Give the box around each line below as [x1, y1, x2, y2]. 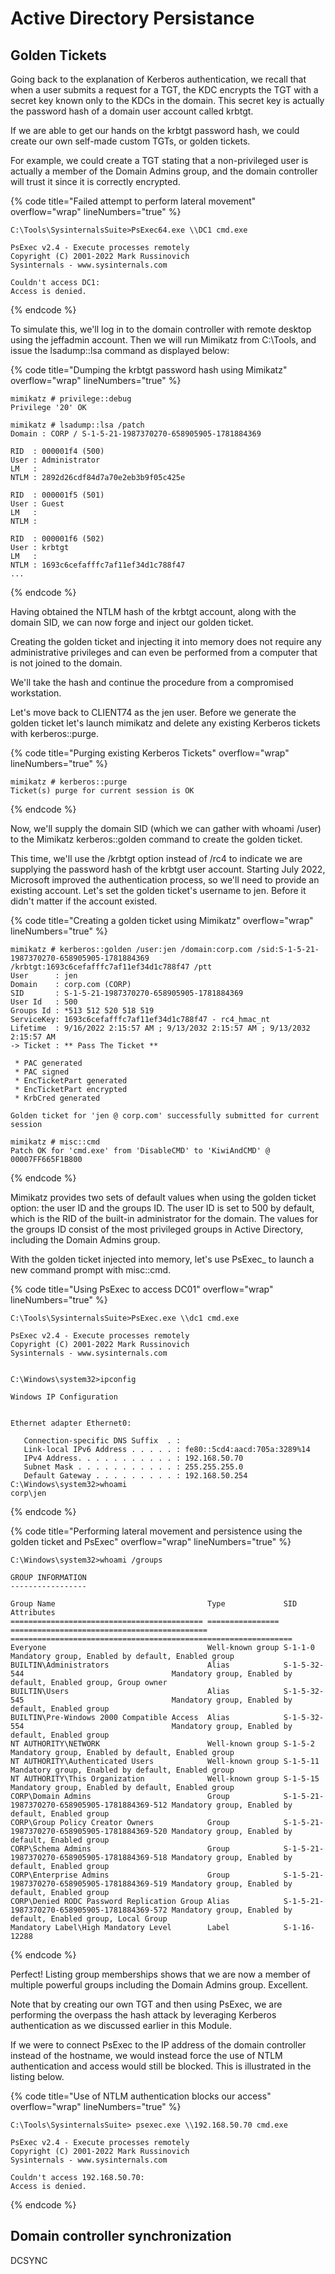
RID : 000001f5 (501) [10, 490, 105, 500]
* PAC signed [14, 1067, 70, 1077]
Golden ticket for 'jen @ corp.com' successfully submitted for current [10, 1111, 320, 1121]
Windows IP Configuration [10, 1392, 118, 1402]
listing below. [10, 2071, 65, 2082]
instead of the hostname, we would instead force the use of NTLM [10, 2050, 283, 2061]
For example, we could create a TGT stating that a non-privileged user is [10, 155, 309, 166]
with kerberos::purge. [10, 728, 99, 739]
